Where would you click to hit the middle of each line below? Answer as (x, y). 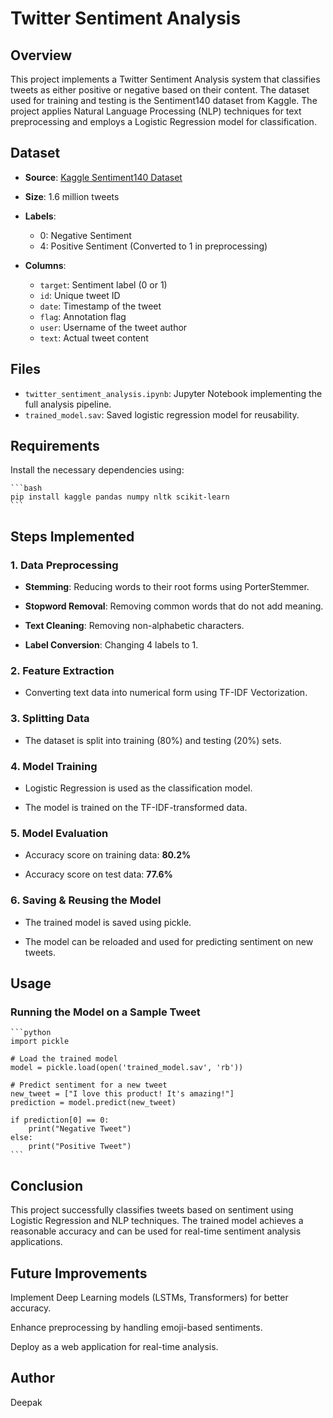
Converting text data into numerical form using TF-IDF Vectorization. (166, 693)
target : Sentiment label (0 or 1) (103, 284)
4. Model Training (54, 766)
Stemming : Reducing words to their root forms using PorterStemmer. (167, 587)
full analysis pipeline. (68, 404)
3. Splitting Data (50, 719)
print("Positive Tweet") (80, 1147)
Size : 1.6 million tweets (72, 196)
